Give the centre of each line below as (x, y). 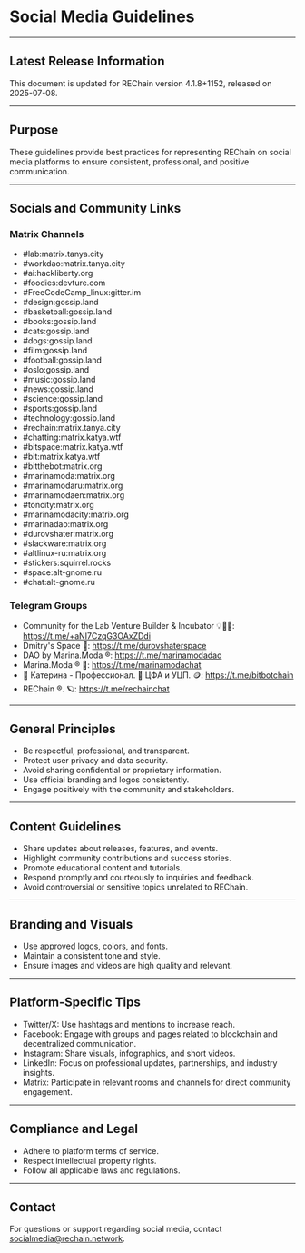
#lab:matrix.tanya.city (63, 254)
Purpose (34, 130)
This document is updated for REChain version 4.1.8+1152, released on (141, 83)
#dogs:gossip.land (57, 341)
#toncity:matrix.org (59, 505)
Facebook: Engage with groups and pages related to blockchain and (150, 1034)
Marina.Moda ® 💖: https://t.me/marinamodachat (112, 664)
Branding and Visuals (71, 924)
